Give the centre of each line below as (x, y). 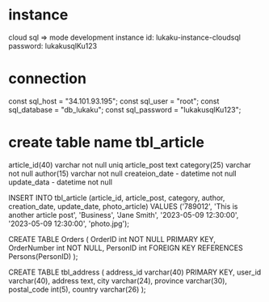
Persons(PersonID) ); (43, 256)
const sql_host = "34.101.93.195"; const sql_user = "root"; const (114, 101)
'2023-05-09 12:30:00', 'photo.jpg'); (69, 223)
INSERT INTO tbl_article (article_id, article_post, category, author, (117, 198)
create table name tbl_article (106, 142)
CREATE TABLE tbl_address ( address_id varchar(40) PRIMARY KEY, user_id (135, 272)
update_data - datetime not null (61, 182)
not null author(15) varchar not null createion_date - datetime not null (122, 173)
